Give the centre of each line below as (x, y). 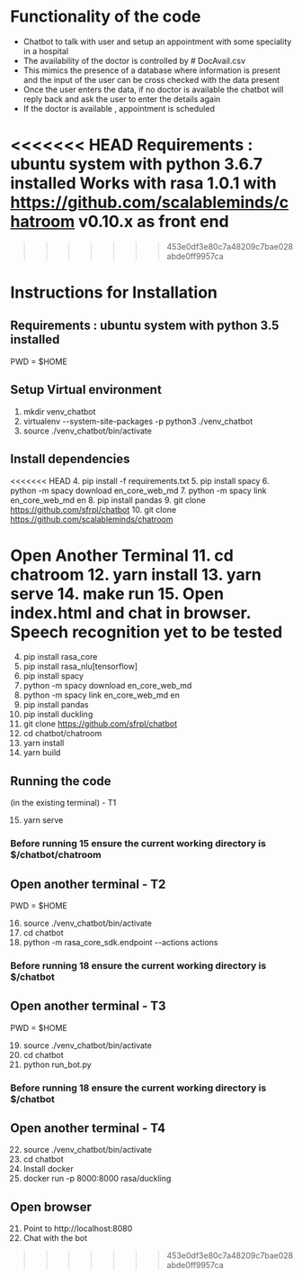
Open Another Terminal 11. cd (122, 555)
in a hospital (46, 50)
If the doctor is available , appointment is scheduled (119, 108)
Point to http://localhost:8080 (78, 1228)
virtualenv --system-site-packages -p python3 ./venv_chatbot (138, 421)
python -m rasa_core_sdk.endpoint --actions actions (120, 942)
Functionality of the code (106, 17)
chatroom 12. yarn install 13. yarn (136, 575)
